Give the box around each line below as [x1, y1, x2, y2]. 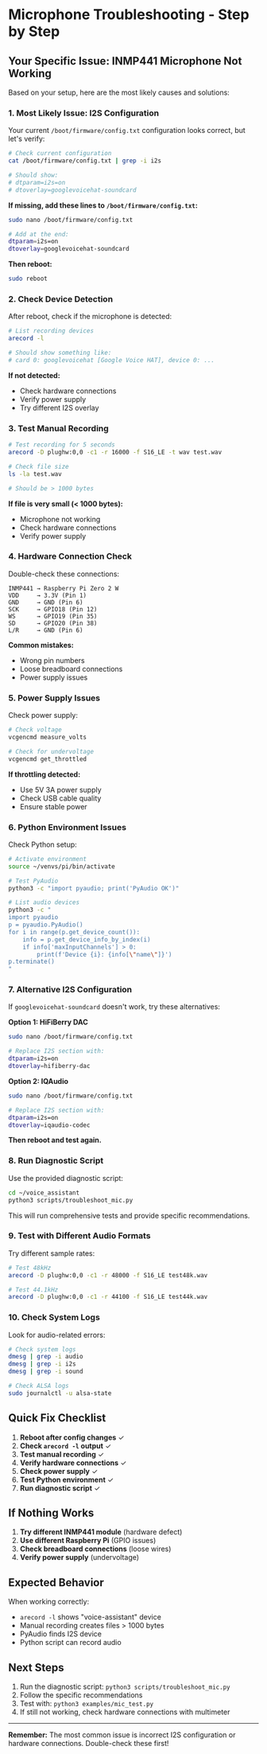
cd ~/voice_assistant [8, 1188, 80, 1197]
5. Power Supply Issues [8, 692, 101, 704]
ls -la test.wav [8, 470, 62, 478]
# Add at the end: [8, 230, 69, 238]
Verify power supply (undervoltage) [19, 1553, 140, 1562]
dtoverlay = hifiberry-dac [8, 1062, 91, 1070]
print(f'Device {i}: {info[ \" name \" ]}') [37, 950, 172, 958]
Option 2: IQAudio [8, 1076, 69, 1086]
